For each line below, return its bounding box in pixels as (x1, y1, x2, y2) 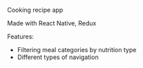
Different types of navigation (17, 53, 99, 61)
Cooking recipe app (7, 6, 64, 14)
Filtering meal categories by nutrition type (17, 46, 137, 54)
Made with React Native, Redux (7, 19, 97, 27)
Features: (7, 32, 35, 41)
